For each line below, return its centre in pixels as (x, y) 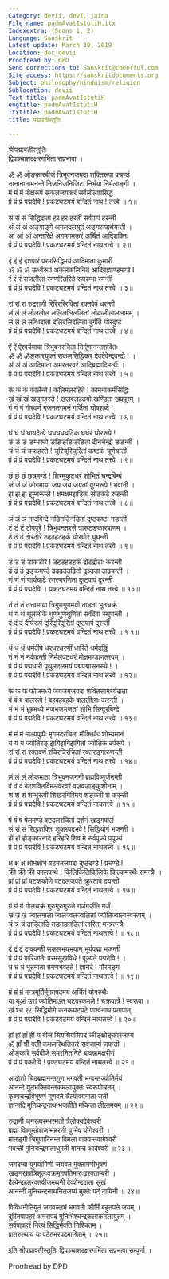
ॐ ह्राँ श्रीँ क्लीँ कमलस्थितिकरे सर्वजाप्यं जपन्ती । (67, 1044)
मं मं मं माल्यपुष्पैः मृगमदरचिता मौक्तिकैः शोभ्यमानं (66, 734)
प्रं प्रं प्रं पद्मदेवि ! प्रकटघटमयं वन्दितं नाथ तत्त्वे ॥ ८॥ (71, 503)
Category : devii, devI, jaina (59, 16)
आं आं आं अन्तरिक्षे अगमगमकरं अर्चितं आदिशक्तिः (68, 235)
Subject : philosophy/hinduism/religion (75, 82)
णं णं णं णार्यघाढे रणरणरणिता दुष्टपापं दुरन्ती (61, 579)
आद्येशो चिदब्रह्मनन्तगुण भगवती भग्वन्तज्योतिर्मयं (65, 1078)
